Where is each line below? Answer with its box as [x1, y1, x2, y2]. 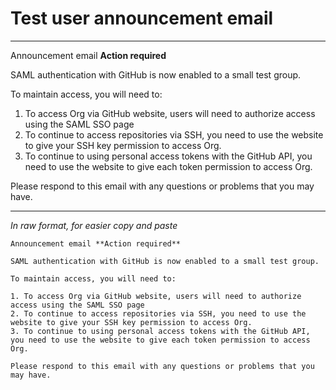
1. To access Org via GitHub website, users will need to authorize [10, 291, 302, 301]
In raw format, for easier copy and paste [10, 219, 178, 231]
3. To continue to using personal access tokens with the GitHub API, [10, 326, 311, 336]
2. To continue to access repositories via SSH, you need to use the [10, 308, 307, 319]
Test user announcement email [10, 7, 274, 30]
